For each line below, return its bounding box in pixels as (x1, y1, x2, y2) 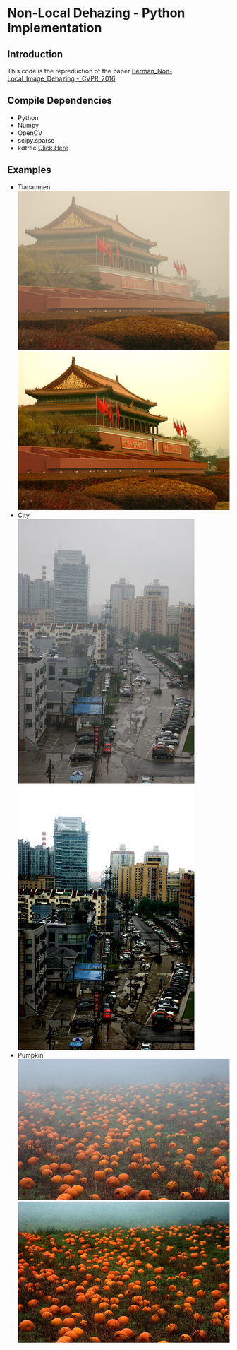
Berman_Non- (131, 67, 173, 75)
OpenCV (17, 129, 43, 137)
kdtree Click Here (17, 143, 69, 152)
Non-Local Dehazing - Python (7, 5, 186, 21)
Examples (7, 164, 51, 176)
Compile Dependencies (7, 95, 113, 107)
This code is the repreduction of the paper (7, 67, 130, 75)
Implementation (7, 20, 102, 36)
